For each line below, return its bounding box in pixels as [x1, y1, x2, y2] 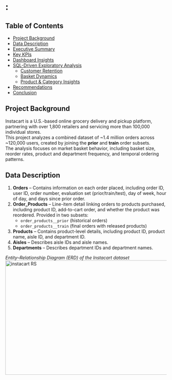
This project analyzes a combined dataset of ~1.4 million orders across [5, 134, 155, 141]
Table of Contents [5, 22, 64, 30]
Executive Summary [12, 46, 55, 52]
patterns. [5, 156, 25, 162]
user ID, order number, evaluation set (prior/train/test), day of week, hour [12, 190, 166, 196]
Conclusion [12, 90, 37, 95]
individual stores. [5, 129, 41, 135]
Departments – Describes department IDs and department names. [12, 245, 154, 251]
